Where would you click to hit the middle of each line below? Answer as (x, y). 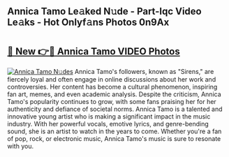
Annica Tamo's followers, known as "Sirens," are (144, 72)
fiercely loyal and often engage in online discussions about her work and (112, 79)
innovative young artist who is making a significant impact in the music (109, 117)
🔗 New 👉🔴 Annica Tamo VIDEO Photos (94, 51)
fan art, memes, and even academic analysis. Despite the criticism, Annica (114, 94)
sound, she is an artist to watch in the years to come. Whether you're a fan (114, 131)
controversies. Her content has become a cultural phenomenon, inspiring (112, 87)
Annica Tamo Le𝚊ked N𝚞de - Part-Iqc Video (104, 12)
